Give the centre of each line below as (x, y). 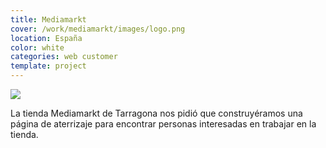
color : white (37, 47)
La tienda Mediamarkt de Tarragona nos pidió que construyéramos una (156, 113)
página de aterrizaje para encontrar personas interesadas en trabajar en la (163, 124)
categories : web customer (64, 57)
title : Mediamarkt (48, 19)
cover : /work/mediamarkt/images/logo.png (98, 29)
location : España (46, 38)
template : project (48, 66)
